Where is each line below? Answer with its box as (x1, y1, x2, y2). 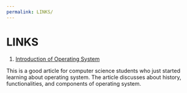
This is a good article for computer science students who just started (6, 67, 181, 74)
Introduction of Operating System (15, 55, 100, 63)
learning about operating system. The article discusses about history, (6, 74, 182, 81)
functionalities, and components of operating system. (6, 80, 142, 87)
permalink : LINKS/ (6, 9, 53, 15)
